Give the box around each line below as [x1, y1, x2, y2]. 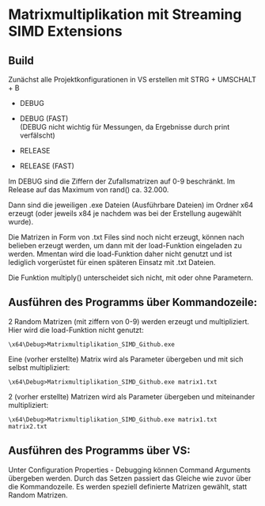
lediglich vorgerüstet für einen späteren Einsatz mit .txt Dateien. [8, 258, 216, 266]
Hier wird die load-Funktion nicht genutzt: [8, 325, 144, 334]
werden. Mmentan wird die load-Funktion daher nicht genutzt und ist [8, 249, 233, 259]
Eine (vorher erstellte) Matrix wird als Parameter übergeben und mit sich [8, 354, 244, 364]
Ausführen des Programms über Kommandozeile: [8, 296, 258, 309]
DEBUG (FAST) [19, 114, 69, 123]
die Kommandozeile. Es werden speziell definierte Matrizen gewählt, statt [8, 481, 248, 491]
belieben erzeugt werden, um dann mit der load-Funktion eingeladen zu [8, 241, 243, 250]
